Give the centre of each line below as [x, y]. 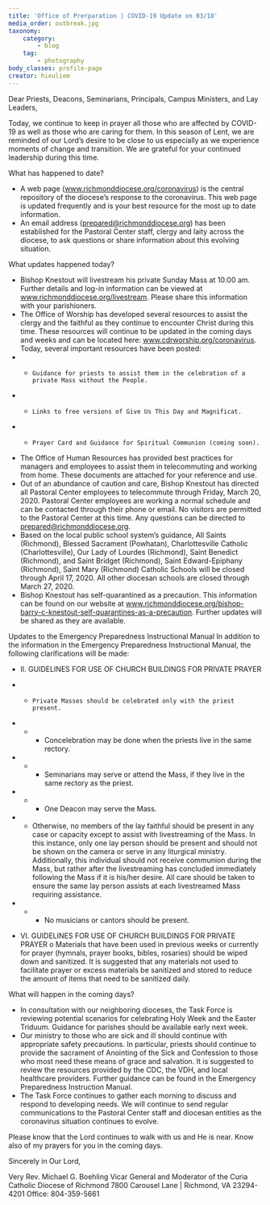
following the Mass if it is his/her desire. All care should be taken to [143, 877]
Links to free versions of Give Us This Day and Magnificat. [137, 411]
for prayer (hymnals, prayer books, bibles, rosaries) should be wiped [134, 953]
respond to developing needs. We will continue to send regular [124, 1104]
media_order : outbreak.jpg [54, 23]
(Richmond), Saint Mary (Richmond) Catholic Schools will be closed [132, 569]
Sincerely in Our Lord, [45, 1161]
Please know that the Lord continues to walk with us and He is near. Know [131, 1136]
